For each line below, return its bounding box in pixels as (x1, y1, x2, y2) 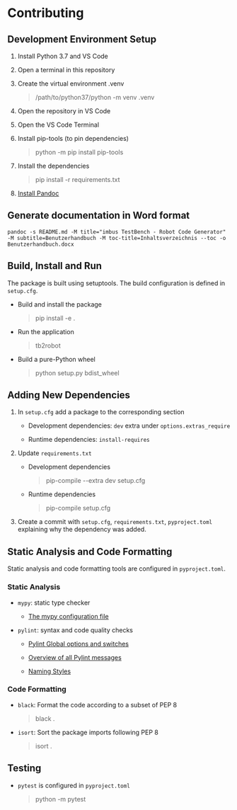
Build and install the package (17, 300, 103, 309)
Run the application (17, 327, 74, 336)
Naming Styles (28, 667, 71, 675)
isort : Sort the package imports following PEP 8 (17, 728, 159, 736)
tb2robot (35, 341, 62, 350)
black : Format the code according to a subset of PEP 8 (17, 700, 178, 709)
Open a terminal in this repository (17, 66, 115, 74)
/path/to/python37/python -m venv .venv (35, 93, 155, 101)
